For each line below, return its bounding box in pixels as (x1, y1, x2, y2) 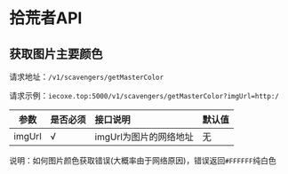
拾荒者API (9, 8, 83, 28)
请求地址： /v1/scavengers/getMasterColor (9, 72, 164, 82)
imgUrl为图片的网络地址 (94, 130, 194, 143)
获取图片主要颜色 (9, 46, 103, 61)
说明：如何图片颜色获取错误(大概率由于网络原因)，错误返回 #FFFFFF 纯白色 (9, 155, 277, 165)
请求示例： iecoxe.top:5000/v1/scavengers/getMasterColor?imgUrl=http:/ (9, 91, 280, 100)
